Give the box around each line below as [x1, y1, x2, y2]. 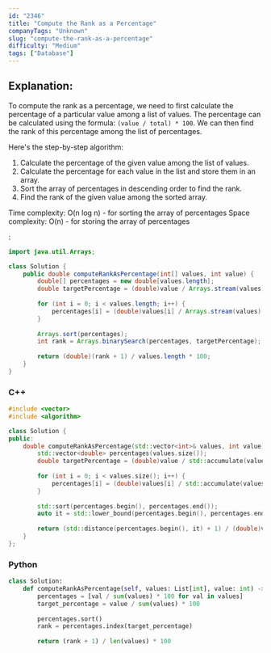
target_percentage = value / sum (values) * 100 [37, 600, 200, 608]
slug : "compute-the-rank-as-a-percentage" [8, 34, 153, 43]
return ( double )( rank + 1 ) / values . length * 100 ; [37, 352, 211, 360]
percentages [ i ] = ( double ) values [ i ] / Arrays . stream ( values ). [51, 307, 265, 315]
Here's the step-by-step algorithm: [8, 142, 123, 152]
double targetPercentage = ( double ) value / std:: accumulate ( [37, 457, 248, 466]
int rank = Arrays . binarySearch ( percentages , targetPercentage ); [37, 337, 262, 346]
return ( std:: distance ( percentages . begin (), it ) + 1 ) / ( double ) [37, 525, 262, 533]
